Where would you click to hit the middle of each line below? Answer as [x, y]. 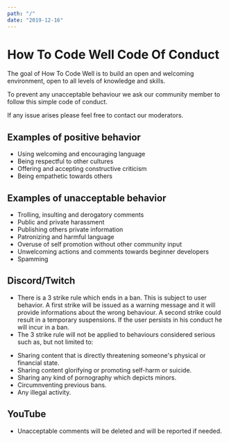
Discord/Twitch [41, 281]
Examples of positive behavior [74, 137]
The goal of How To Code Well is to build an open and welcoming [101, 74]
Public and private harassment [61, 222]
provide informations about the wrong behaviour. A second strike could [119, 312]
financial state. [38, 363]
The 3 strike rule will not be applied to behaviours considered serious [116, 334]
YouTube [27, 414]
